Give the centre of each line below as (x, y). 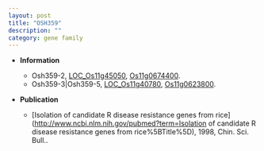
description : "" (35, 30)
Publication (39, 99)
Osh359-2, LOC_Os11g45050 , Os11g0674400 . (106, 75)
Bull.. (40, 141)
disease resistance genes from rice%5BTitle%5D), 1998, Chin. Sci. (140, 132)
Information (40, 60)
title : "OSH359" (35, 23)
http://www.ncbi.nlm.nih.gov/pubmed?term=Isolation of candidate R (145, 123)
